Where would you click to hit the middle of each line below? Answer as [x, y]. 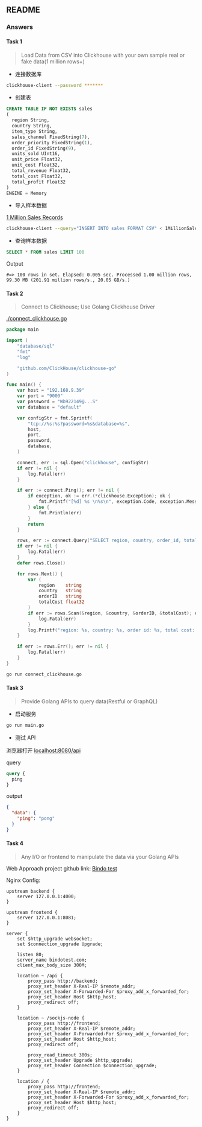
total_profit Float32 [39, 182]
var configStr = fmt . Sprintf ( [55, 418]
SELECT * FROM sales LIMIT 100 [45, 252]
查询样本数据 [31, 241]
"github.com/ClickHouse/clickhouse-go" [67, 368]
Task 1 [14, 41]
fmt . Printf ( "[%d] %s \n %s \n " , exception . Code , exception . [112, 502]
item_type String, [35, 131]
